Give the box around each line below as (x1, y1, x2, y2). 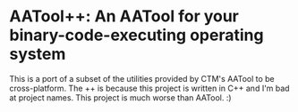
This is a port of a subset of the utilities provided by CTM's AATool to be (9, 73, 275, 84)
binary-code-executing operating (9, 25, 264, 45)
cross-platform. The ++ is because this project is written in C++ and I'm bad (9, 83, 290, 93)
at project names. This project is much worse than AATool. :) (9, 92, 232, 103)
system (9, 44, 66, 64)
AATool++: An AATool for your (9, 6, 240, 27)
